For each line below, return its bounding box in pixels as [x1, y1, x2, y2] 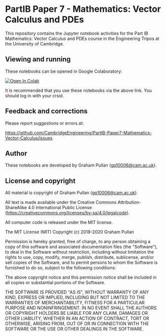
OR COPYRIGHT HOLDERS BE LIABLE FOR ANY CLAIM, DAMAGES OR [5, 310, 148, 316]
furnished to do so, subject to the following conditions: [5, 265, 116, 271]
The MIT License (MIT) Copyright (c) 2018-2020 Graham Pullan [5, 229, 134, 235]
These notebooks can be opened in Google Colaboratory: [5, 68, 123, 74]
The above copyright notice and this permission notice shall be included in [5, 274, 157, 280]
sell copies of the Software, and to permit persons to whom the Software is [5, 259, 158, 265]
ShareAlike [5, 205, 27, 210]
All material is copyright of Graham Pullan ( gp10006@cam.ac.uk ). [5, 190, 138, 196]
